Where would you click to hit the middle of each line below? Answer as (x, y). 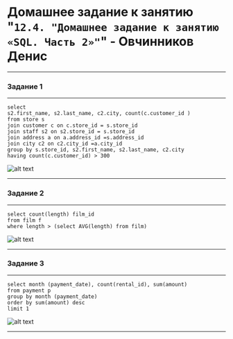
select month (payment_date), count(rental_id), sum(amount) (97, 284)
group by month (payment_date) (52, 296)
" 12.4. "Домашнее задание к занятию (113, 27)
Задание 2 (26, 193)
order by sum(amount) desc (46, 302)
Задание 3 (26, 263)
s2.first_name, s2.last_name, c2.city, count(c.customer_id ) (99, 114)
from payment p (29, 290)
